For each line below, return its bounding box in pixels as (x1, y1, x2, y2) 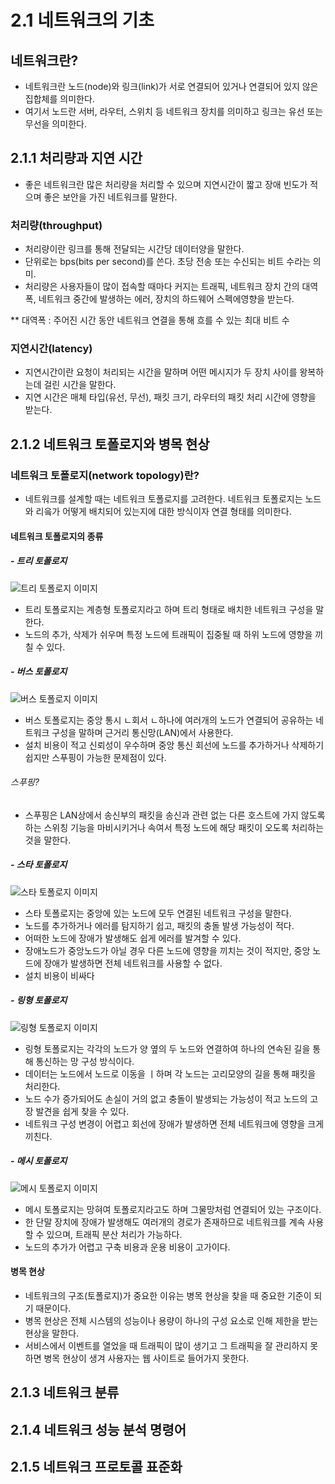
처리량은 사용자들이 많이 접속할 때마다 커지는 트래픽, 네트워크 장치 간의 (24, 281, 300, 293)
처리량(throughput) (10, 218, 103, 232)
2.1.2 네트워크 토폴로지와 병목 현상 (10, 436, 210, 453)
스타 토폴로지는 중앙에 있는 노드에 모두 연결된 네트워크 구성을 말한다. (24, 907, 292, 919)
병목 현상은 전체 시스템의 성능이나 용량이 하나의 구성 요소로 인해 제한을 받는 (24, 1314, 319, 1326)
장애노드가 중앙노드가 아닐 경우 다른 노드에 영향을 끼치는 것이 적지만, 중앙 (24, 944, 311, 956)
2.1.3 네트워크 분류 (10, 1384, 120, 1401)
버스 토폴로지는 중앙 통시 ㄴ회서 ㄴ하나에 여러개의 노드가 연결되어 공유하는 (24, 714, 314, 726)
